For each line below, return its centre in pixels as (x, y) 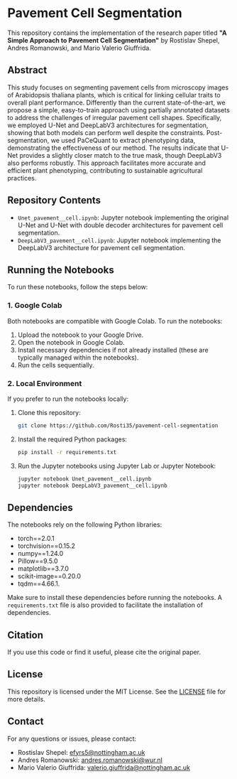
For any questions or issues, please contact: (72, 738)
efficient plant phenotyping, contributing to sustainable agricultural (105, 170)
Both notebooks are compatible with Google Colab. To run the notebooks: (115, 321)
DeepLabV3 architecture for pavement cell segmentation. (101, 247)
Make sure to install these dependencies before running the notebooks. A (115, 598)
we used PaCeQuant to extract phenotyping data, (123, 140)
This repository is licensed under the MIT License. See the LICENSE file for (117, 692)
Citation (26, 635)
